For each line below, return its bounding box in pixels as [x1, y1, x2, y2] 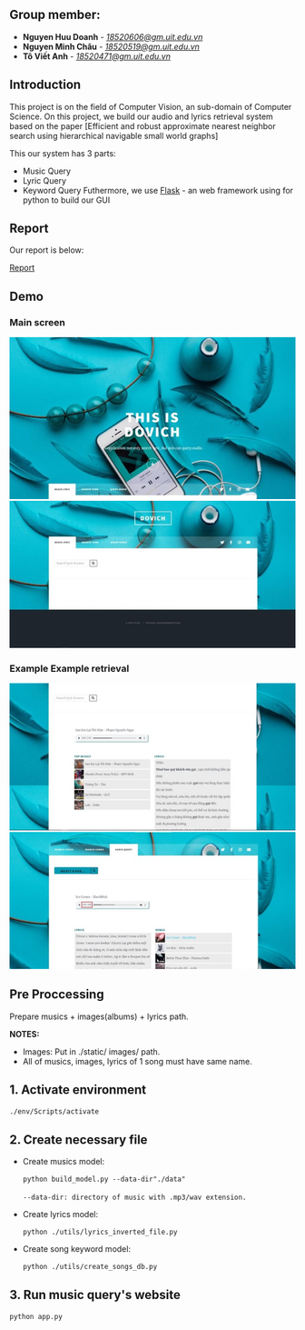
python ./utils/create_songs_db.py [22, 1263, 158, 1272]
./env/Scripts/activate [9, 1107, 100, 1116]
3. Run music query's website [9, 1286, 182, 1303]
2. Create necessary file [9, 1132, 148, 1147]
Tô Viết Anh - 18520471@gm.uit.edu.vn [22, 50, 171, 62]
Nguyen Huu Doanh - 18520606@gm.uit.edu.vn [22, 31, 203, 42]
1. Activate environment [9, 1082, 147, 1097]
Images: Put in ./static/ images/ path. [22, 1045, 161, 1057]
